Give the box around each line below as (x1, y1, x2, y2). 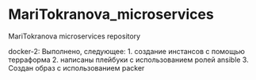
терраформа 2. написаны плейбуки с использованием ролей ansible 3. (8, 55, 249, 64)
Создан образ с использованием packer (8, 63, 145, 72)
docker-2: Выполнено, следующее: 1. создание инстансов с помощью (8, 46, 246, 56)
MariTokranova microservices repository (8, 31, 141, 41)
